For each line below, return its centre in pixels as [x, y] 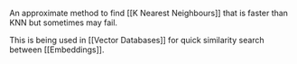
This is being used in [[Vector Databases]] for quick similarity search [137, 40]
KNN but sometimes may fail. [64, 23]
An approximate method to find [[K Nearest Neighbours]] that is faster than [149, 13]
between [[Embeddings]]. [57, 50]
